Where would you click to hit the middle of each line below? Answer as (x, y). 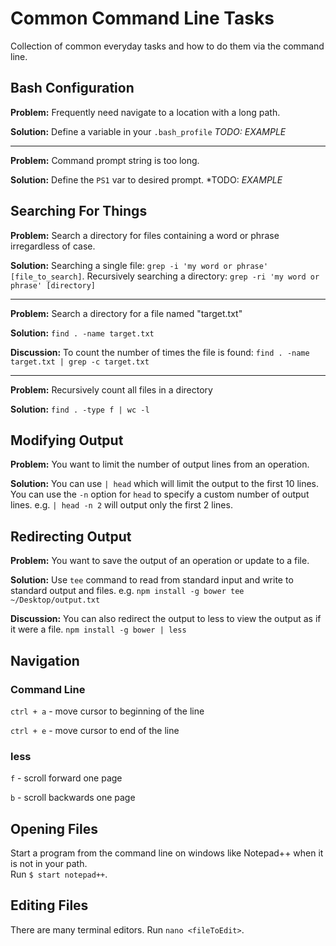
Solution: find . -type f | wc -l (80, 409)
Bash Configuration (72, 88)
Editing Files (49, 905)
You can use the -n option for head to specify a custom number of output (160, 494)
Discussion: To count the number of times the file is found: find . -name (160, 352)
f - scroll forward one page (66, 778)
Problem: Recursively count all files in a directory (111, 389)
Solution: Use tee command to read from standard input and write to (152, 580)
